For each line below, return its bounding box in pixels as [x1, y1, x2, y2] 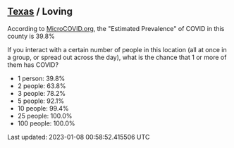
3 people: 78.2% [17, 89, 66, 97]
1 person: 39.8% [17, 74, 66, 82]
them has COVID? [7, 60, 58, 69]
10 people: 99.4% [17, 104, 69, 112]
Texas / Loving [7, 6, 73, 18]
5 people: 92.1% [17, 97, 65, 105]
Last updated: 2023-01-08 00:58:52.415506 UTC [7, 132, 150, 141]
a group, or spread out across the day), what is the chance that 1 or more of [7, 53, 227, 61]
